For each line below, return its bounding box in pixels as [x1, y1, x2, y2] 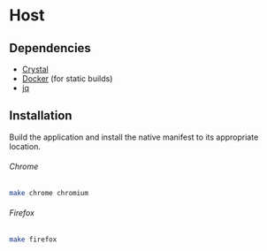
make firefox [9, 235, 57, 244]
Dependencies [9, 41, 91, 56]
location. [9, 141, 42, 151]
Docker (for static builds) [21, 73, 113, 84]
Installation [9, 108, 72, 124]
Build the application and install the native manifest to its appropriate [9, 132, 259, 142]
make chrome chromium [9, 189, 89, 198]
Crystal [21, 64, 49, 74]
